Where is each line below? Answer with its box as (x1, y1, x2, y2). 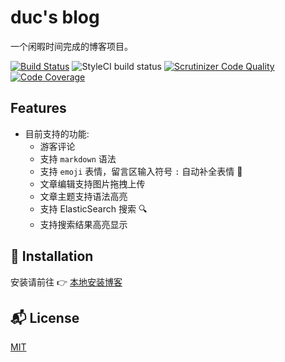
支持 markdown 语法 (39, 152, 117, 165)
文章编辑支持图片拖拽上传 (39, 177, 146, 190)
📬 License (10, 309, 80, 326)
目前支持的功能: (24, 127, 90, 140)
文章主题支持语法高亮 (39, 190, 128, 202)
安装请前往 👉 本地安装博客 (10, 276, 123, 288)
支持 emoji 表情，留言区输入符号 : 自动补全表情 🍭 (39, 165, 243, 177)
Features (10, 100, 67, 117)
